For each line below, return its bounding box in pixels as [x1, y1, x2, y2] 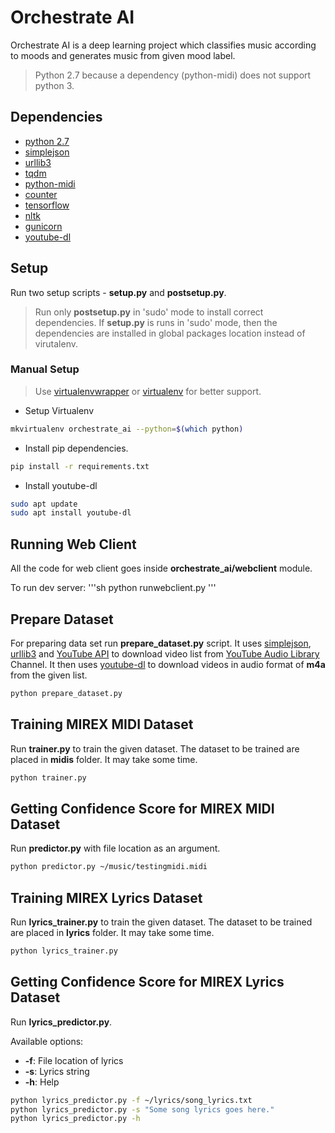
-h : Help [24, 1076, 60, 1088]
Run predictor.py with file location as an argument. [10, 842, 221, 855]
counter [24, 188, 58, 200]
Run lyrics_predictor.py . [10, 1016, 113, 1028]
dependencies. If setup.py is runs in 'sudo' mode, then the [34, 316, 278, 328]
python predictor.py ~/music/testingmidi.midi [10, 862, 208, 872]
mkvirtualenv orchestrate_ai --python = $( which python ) [10, 424, 244, 434]
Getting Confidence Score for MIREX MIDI [10, 800, 275, 817]
